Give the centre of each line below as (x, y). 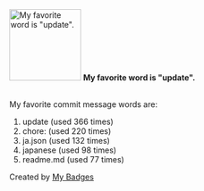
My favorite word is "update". (139, 78)
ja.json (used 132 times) (66, 141)
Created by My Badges (51, 177)
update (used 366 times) (68, 121)
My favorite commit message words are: (84, 104)
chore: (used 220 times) (67, 131)
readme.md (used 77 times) (73, 159)
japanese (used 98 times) (69, 150)
